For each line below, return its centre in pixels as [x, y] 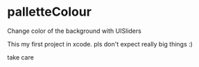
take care [21, 57]
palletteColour [50, 12]
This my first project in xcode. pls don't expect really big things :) [100, 44]
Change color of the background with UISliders [75, 31]
